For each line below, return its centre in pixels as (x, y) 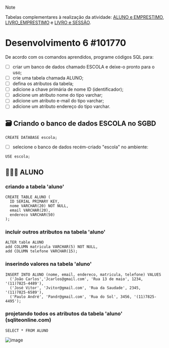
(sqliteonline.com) (28, 320)
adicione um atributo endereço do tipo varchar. (61, 106)
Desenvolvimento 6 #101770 (66, 43)
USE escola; (18, 157)
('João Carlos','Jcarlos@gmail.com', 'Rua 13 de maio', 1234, (76, 279)
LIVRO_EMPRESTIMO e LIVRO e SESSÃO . (48, 23)
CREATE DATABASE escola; (31, 138)
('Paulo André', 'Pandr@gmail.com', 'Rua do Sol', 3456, (71, 297)
